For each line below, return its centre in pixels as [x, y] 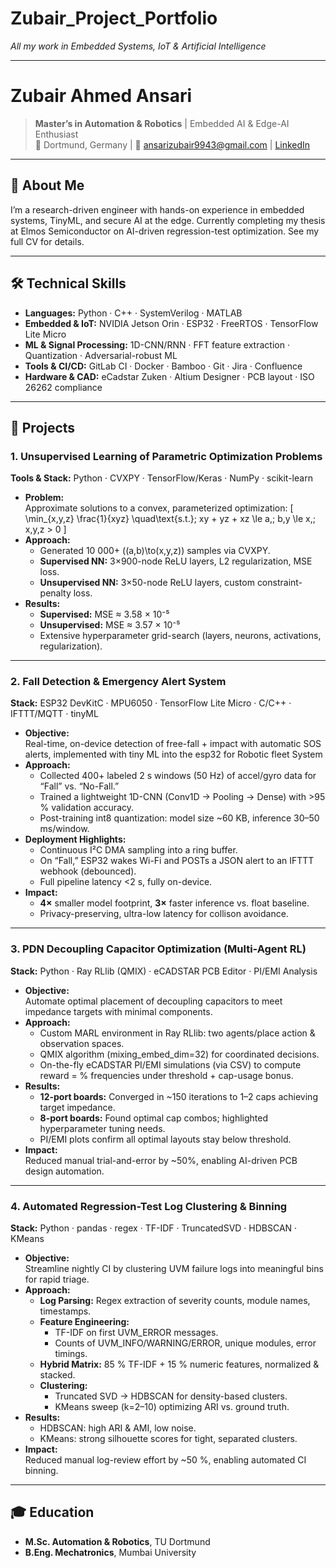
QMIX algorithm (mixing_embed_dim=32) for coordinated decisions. [179, 1054]
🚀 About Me [47, 185]
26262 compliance [63, 387]
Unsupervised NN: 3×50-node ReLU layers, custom [147, 583]
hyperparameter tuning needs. [102, 1128]
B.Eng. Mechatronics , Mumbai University [110, 1552]
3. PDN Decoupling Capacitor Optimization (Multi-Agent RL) [158, 949]
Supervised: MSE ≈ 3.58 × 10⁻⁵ [104, 614]
